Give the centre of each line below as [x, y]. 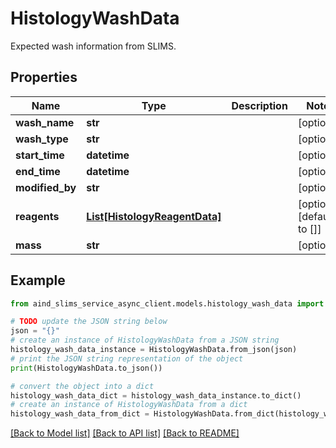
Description [259, 105]
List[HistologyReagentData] [154, 216]
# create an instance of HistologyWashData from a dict [129, 405]
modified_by [46, 187]
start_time [40, 155]
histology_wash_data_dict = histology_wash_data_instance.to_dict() [156, 395]
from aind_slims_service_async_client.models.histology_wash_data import [167, 303]
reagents [37, 216]
